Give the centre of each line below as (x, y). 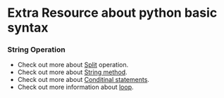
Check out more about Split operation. (73, 65)
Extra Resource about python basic (112, 13)
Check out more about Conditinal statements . (83, 80)
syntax (28, 28)
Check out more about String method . (73, 72)
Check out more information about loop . (75, 87)
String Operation (36, 50)
